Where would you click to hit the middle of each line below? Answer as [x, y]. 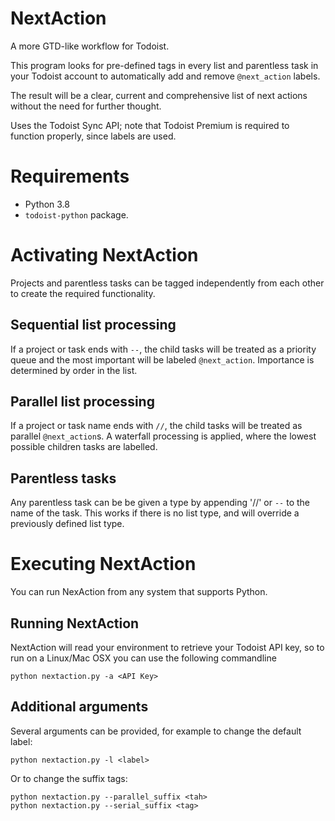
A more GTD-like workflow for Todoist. [90, 46]
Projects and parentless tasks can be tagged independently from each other [167, 283]
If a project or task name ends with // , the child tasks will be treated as [156, 426]
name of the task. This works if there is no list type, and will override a [155, 513]
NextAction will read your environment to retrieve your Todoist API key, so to [167, 647]
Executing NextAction [103, 564]
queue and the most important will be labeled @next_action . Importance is [162, 359]
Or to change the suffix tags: [69, 778]
